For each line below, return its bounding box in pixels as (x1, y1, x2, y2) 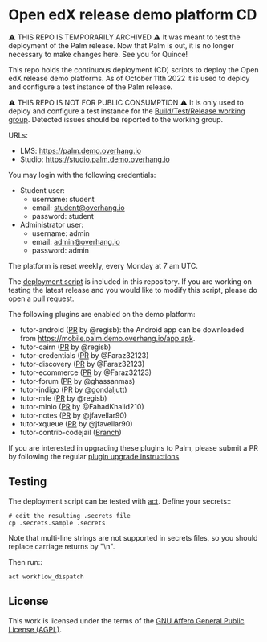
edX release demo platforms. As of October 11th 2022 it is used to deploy (8, 73, 250, 83)
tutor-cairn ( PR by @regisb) (19, 342, 111, 352)
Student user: (19, 185, 66, 195)
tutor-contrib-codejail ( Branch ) (19, 427, 122, 437)
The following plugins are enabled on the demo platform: (8, 309, 196, 319)
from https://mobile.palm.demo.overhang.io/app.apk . (19, 333, 196, 343)
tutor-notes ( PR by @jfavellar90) (19, 410, 127, 420)
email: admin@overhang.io (31, 237, 120, 246)
